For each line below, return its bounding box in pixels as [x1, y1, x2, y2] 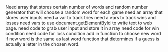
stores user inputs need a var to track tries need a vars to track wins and [5, 15, 156, 20]
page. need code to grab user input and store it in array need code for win [5, 25, 159, 31]
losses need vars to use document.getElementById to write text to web [5, 20, 152, 26]
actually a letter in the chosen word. [5, 41, 80, 47]
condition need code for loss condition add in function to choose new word [5, 31, 161, 36]
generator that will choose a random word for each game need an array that [5, 9, 163, 15]
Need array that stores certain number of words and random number [5, 4, 148, 10]
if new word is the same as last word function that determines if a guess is [5, 36, 160, 42]
